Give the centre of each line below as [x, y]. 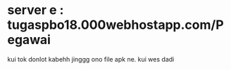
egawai [29, 40]
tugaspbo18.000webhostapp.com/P [115, 25]
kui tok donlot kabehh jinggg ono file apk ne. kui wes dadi [91, 59]
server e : [36, 10]
